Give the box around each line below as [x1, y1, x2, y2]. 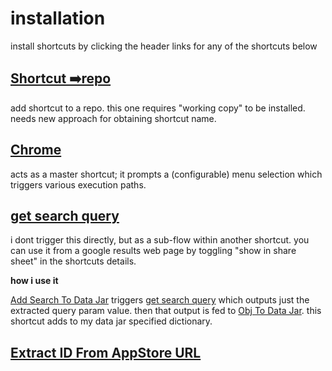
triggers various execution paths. [10, 178, 147, 191]
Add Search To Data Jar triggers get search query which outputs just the [10, 294, 310, 306]
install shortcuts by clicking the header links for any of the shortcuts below [10, 40, 318, 52]
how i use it [10, 275, 59, 287]
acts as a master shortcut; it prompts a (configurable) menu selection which [10, 168, 323, 180]
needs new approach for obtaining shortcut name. [10, 112, 217, 124]
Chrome [10, 142, 62, 159]
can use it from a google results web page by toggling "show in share [10, 245, 297, 257]
